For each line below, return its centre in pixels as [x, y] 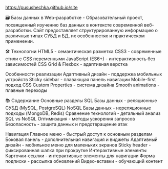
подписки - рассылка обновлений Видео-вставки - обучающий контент [84, 161]
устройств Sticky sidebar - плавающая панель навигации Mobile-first [81, 79]
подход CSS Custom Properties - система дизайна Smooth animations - [82, 85]
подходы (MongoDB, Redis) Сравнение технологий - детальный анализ [83, 113]
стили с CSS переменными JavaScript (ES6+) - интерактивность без [80, 59]
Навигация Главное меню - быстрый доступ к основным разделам [79, 134]
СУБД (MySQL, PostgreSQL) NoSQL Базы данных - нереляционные [78, 108]
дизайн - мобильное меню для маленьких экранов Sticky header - [78, 145]
